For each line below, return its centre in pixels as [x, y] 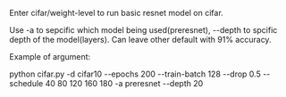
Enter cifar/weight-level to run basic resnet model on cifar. [116, 13]
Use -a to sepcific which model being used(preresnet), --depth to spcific [143, 30]
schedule [26, 83]
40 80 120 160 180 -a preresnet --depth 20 [124, 83]
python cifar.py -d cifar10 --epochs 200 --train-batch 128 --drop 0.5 [135, 74]
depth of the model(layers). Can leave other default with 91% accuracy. [140, 40]
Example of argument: [50, 57]
